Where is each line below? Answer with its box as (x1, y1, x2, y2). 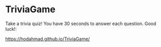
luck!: (5, 26, 17, 32)
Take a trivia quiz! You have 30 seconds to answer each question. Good (5, 20, 156, 27)
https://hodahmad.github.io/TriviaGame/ (5, 36, 90, 42)
